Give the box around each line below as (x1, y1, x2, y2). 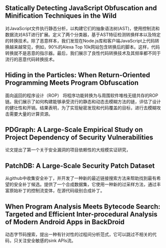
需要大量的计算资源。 (9, 111, 53, 117)
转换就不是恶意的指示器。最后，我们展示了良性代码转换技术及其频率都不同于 (5, 50, 161, 56)
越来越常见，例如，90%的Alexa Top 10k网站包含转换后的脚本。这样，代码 (9, 44, 160, 50)
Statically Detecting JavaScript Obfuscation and (5, 4, 157, 12)
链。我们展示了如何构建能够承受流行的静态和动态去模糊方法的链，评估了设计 (5, 98, 161, 104)
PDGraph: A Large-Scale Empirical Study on (5, 125, 143, 134)
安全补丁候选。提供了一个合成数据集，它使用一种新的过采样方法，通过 (13, 181, 157, 187)
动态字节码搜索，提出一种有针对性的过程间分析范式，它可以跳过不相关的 (5, 232, 152, 238)
